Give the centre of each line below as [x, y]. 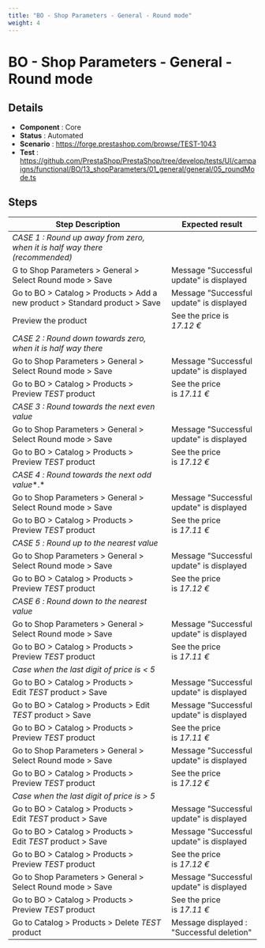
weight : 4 [24, 23]
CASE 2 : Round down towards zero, [79, 338]
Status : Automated [51, 135]
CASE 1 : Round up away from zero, [78, 238]
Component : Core [50, 127]
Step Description [88, 225]
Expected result [212, 225]
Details [26, 108]
